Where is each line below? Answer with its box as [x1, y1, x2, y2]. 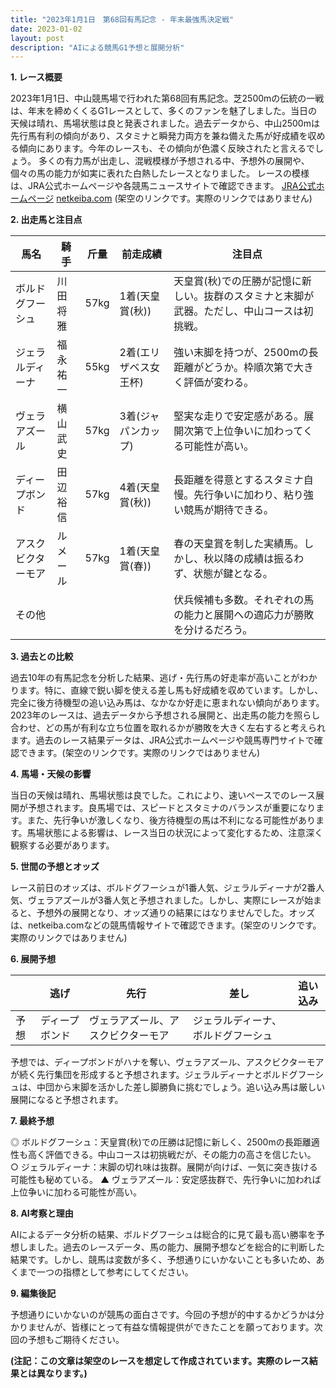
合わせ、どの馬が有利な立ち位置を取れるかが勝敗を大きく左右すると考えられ [10, 722, 326, 734]
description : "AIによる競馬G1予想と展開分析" [10, 42, 185, 53]
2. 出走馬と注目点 [10, 214, 83, 226]
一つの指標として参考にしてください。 [36, 1266, 194, 1278]
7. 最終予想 [10, 1115, 55, 1127]
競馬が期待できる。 [183, 503, 274, 517]
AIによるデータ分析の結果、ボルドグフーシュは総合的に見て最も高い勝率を [10, 1229, 317, 1241]
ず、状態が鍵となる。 [173, 567, 273, 581]
